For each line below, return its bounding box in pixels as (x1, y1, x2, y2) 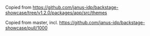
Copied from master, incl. (5, 20, 58, 25)
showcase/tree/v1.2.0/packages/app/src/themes (5, 10, 107, 16)
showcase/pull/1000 (5, 25, 48, 31)
